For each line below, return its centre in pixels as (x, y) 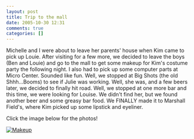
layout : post (22, 12)
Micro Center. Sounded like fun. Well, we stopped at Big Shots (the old (92, 76)
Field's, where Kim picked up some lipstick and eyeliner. (75, 107)
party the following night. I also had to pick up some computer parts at (92, 69)
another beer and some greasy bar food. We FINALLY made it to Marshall (96, 101)
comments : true (25, 28)
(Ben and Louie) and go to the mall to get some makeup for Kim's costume (97, 63)
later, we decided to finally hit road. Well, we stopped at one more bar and (96, 88)
